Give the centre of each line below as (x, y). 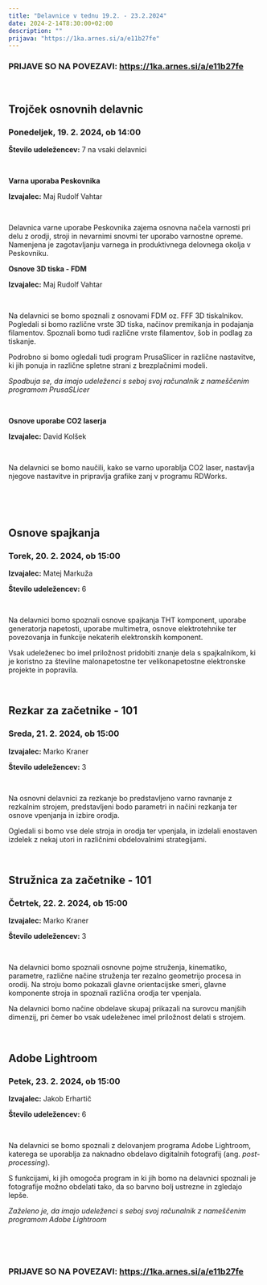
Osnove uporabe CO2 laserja (58, 421)
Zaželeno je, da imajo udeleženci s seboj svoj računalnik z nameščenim (127, 1211)
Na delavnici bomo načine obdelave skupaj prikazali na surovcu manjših (127, 1009)
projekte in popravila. (43, 670)
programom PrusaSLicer (49, 390)
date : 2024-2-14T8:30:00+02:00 (61, 23)
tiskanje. (22, 341)
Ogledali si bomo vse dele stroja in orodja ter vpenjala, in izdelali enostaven (133, 831)
